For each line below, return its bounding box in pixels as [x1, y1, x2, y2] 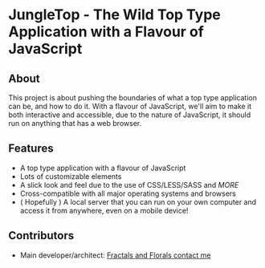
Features [8, 142, 54, 156]
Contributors [8, 229, 75, 242]
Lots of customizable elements [19, 171, 122, 181]
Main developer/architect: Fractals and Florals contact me [19, 250, 211, 260]
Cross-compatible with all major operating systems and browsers [19, 189, 237, 198]
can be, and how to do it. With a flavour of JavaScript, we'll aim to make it [8, 102, 252, 111]
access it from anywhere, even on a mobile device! [19, 205, 189, 215]
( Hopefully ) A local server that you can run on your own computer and [19, 197, 257, 206]
